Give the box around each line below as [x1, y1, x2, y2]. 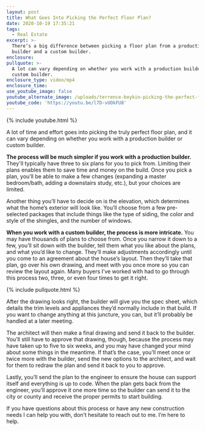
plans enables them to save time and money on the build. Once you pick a [6, 166, 192, 173]
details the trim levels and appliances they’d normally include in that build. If [6, 304, 197, 311]
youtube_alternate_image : [6, 94, 72, 100]
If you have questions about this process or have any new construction [6, 404, 185, 412]
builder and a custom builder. [12, 49, 92, 55]
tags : [6, 26, 20, 32]
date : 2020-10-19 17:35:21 [6, 20, 75, 26]
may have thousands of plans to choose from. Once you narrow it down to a [6, 235, 197, 242]
